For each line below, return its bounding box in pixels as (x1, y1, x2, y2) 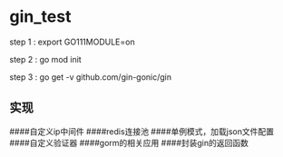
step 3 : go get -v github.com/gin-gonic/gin (9, 71, 172, 83)
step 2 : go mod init (9, 54, 82, 64)
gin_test (9, 6, 72, 27)
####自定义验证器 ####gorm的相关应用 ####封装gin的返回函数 (9, 137, 249, 148)
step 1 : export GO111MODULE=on (9, 36, 135, 47)
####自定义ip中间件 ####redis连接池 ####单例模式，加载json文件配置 (9, 125, 275, 137)
